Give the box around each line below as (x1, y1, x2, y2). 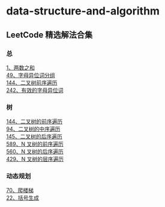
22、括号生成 (6, 194, 40, 202)
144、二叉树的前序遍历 (6, 118, 63, 125)
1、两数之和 (6, 64, 35, 71)
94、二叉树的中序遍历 (6, 125, 61, 133)
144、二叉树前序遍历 (6, 79, 58, 86)
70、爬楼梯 (6, 187, 34, 194)
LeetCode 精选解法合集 (6, 29, 93, 40)
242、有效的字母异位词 (6, 86, 64, 94)
